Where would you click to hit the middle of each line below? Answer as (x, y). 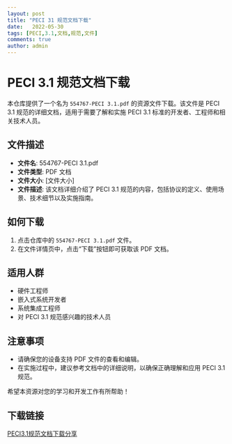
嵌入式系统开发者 (42, 300)
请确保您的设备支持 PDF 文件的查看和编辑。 (80, 359)
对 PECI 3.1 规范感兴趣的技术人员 (64, 317)
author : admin (28, 46)
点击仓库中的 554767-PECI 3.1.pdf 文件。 (76, 240)
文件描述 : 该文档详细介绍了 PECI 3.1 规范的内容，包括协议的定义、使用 (117, 189)
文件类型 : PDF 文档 (44, 171)
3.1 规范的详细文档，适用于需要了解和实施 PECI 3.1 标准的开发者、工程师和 (113, 112)
